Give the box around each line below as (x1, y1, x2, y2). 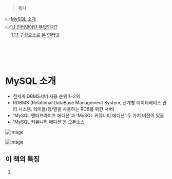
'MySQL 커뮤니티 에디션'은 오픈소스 (12, 119, 85, 125)
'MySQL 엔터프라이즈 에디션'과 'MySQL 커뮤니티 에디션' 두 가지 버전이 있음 (12, 112, 164, 118)
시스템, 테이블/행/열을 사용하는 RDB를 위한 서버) (18, 106, 114, 112)
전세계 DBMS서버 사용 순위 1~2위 (12, 93, 81, 99)
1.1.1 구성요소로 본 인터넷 (11, 32, 60, 38)
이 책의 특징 (5, 155, 40, 164)
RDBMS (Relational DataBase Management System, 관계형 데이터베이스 (12, 99, 162, 105)
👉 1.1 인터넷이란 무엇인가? (5, 24, 58, 30)
